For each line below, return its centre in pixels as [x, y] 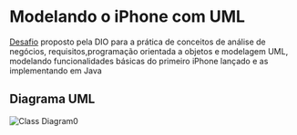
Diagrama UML [52, 99]
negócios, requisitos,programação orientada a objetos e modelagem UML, [149, 51]
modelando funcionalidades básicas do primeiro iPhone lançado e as [139, 61]
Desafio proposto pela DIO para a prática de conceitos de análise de [138, 42]
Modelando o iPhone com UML [128, 17]
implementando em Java [56, 71]
